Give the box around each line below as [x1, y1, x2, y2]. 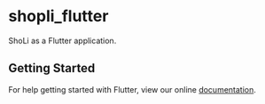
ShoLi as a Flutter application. [8, 35, 117, 46]
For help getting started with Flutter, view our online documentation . [8, 84, 256, 94]
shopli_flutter [8, 6, 109, 26]
